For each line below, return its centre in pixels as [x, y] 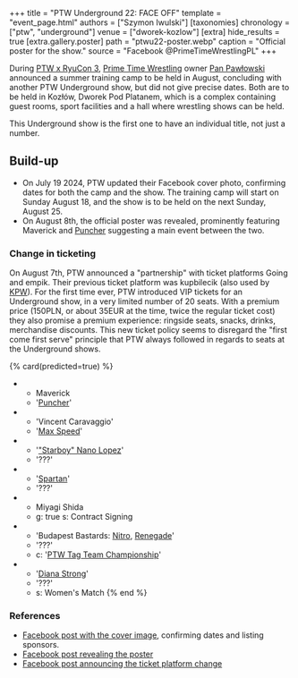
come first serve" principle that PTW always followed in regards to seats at [147, 340]
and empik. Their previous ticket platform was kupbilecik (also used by [140, 283]
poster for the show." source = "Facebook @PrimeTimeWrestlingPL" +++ [143, 51]
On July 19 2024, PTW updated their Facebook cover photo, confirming [154, 182]
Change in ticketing [53, 253]
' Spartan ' [52, 479]
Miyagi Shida [60, 507]
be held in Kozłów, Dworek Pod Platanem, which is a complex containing [142, 97]
